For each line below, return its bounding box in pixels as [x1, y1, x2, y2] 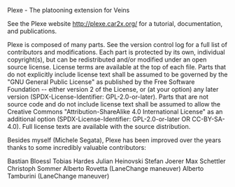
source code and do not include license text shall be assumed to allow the [7, 100, 221, 108]
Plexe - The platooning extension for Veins [7, 6, 130, 14]
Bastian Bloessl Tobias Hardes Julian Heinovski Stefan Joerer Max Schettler [7, 157, 226, 165]
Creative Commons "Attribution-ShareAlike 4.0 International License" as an [7, 108, 223, 116]
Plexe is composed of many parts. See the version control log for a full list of [7, 41, 227, 48]
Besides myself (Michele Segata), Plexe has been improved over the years [7, 136, 222, 144]
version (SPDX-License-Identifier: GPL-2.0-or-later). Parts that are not [7, 92, 208, 101]
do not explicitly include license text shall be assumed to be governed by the [7, 70, 228, 78]
